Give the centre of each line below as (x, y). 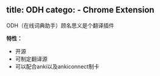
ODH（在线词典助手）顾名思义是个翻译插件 (60, 25)
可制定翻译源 (31, 59)
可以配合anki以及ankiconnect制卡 (57, 66)
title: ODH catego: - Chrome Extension (80, 10)
